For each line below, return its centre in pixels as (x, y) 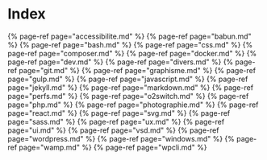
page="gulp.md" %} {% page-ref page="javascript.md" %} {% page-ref (128, 79)
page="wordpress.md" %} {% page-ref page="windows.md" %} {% (121, 138)
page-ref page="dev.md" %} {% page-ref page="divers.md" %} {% (121, 62)
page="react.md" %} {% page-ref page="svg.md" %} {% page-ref (119, 113)
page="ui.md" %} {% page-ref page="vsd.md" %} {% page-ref (113, 130)
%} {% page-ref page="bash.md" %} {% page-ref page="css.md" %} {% (130, 44)
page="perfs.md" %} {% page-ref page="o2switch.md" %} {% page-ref (128, 96)
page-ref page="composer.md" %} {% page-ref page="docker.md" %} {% (132, 53)
